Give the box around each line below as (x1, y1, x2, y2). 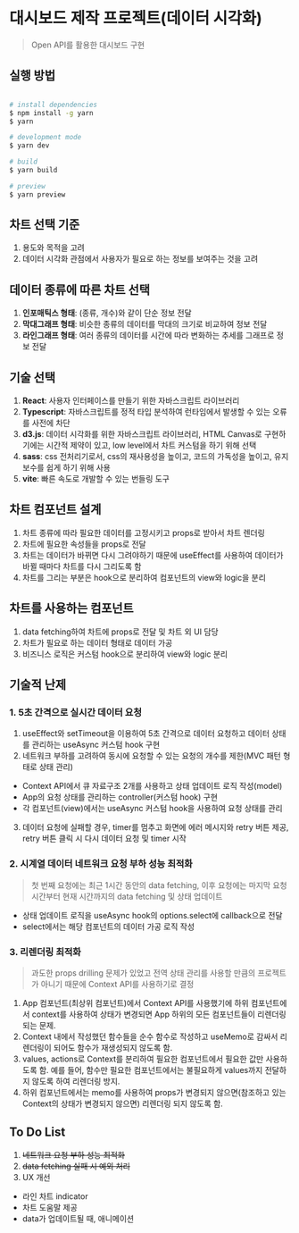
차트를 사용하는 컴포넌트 (9, 600, 134, 616)
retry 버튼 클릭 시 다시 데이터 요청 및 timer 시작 (21, 833, 187, 844)
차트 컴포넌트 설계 (9, 502, 102, 517)
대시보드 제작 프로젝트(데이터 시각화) (9, 8, 263, 29)
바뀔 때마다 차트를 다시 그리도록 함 (21, 560, 142, 572)
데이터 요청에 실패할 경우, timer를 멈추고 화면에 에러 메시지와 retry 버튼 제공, (21, 822, 289, 833)
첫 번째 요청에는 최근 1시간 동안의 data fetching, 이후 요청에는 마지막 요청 (30, 879, 287, 890)
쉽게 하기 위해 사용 (46, 462, 112, 474)
